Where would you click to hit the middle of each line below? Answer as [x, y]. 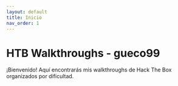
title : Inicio [24, 18]
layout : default [27, 12]
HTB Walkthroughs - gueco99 [83, 53]
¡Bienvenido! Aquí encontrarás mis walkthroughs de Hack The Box [89, 70]
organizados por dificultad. [40, 76]
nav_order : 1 [23, 23]
